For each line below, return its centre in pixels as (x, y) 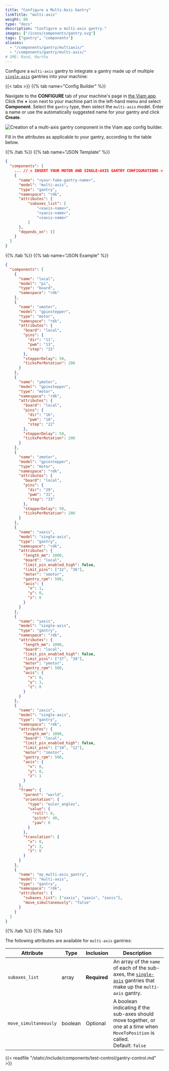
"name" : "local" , (37, 279)
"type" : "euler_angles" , (54, 804)
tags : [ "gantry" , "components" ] (39, 38)
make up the (128, 987)
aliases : (14, 43)
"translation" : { (41, 837)
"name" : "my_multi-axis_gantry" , (54, 874)
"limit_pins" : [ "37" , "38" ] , (54, 659)
